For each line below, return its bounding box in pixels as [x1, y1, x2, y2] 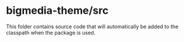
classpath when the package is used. [6, 29, 96, 36]
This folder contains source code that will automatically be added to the [6, 23, 179, 30]
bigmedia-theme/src [6, 4, 109, 17]
